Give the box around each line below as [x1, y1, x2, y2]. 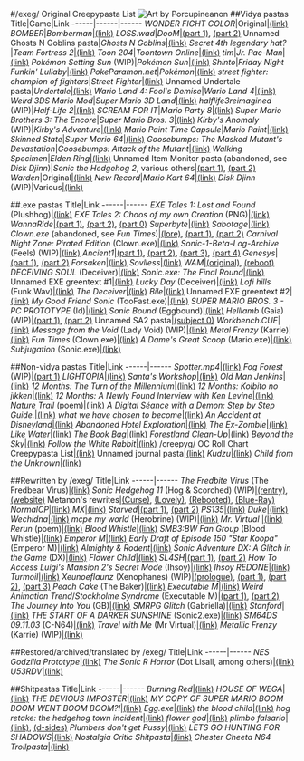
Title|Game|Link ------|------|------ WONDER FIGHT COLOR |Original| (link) [10, 18, 289, 29]
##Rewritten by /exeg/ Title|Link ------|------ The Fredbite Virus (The [10, 476, 270, 486]
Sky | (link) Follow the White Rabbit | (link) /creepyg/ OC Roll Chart [10, 438, 249, 448]
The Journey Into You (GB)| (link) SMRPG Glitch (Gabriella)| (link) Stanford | [10, 601, 285, 611]
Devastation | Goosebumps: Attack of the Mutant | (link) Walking [10, 143, 243, 154]
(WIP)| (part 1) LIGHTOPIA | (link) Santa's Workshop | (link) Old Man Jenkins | [10, 371, 286, 381]
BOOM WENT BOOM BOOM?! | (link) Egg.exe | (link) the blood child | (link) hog [10, 703, 290, 713]
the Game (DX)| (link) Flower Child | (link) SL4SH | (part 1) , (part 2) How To [10, 553, 277, 563]
